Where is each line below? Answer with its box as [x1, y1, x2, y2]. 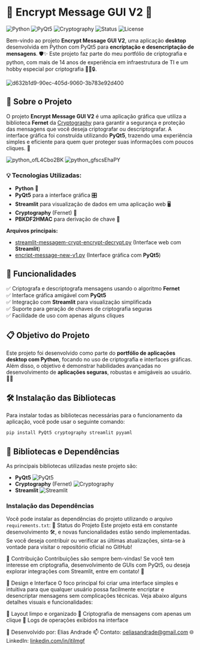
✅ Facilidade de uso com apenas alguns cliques [6, 311, 125, 319]
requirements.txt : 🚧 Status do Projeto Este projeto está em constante [6, 522, 178, 529]
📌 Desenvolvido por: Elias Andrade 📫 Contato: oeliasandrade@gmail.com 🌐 [6, 628, 194, 636]
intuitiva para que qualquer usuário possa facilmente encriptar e [6, 586, 165, 593]
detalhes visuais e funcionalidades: [6, 598, 93, 606]
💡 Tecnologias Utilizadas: [6, 171, 82, 179]
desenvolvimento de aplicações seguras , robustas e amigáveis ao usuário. [6, 369, 192, 376]
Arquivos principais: [6, 227, 58, 235]
